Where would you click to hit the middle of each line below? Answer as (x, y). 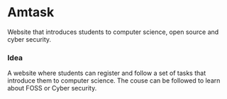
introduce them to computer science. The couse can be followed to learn (114, 81)
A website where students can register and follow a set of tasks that (107, 73)
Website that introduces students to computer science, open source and (113, 32)
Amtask (31, 12)
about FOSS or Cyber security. (52, 88)
